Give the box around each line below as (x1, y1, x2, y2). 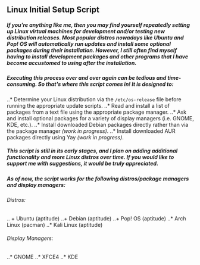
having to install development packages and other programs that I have (7, 53, 189, 60)
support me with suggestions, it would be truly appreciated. (7, 160, 159, 167)
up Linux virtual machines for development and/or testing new (7, 27, 165, 35)
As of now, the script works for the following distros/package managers (7, 175, 189, 182)
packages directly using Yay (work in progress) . (7, 133, 124, 141)
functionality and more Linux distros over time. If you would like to (7, 154, 174, 161)
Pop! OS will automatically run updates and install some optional (7, 40, 171, 47)
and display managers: (7, 181, 66, 188)
